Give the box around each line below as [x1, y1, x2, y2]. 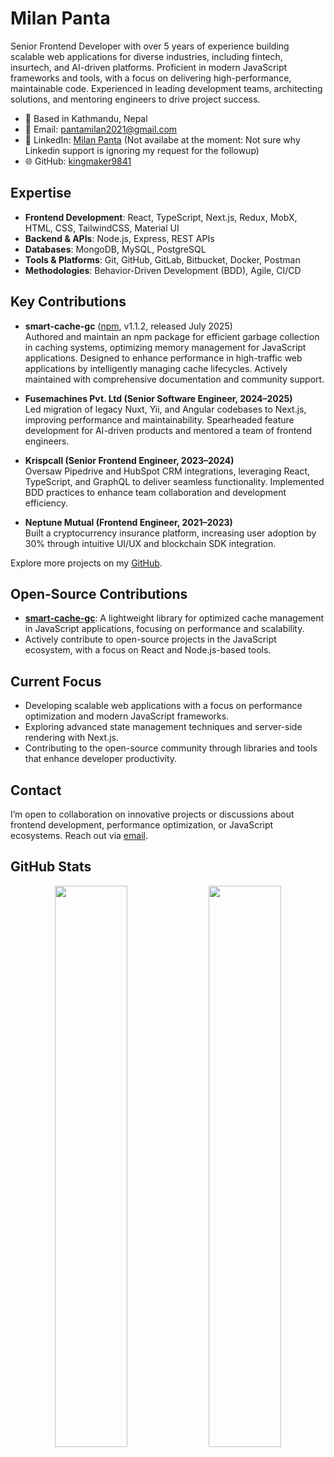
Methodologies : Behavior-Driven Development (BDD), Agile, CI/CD [24, 264, 302, 276]
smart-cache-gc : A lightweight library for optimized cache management [24, 612, 325, 624]
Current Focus [10, 673, 102, 690]
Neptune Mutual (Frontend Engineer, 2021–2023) [24, 516, 233, 528]
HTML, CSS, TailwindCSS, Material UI [24, 222, 180, 234]
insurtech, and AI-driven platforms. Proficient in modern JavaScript [10, 61, 288, 73]
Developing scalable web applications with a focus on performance [24, 700, 303, 712]
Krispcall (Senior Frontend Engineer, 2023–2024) [24, 454, 235, 466]
